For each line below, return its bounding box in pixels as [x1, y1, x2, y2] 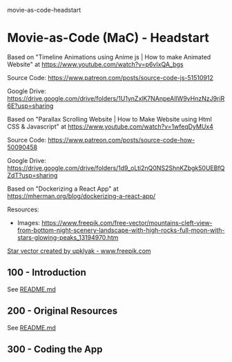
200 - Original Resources [7, 305, 118, 317]
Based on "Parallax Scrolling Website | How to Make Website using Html [7, 115, 213, 123]
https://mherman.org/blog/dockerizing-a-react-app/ [7, 191, 156, 200]
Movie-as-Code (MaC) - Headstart [7, 30, 209, 46]
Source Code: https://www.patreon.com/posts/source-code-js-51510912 [7, 73, 214, 82]
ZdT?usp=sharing [7, 171, 58, 179]
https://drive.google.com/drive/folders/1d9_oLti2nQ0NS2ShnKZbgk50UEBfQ [7, 164, 225, 172]
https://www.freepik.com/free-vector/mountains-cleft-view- [41, 218, 213, 227]
